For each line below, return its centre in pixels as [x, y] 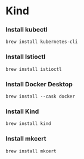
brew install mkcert [31, 151]
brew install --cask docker [41, 96]
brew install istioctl [34, 69]
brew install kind [28, 124]
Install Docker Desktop [39, 84]
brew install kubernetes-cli [42, 42]
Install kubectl [27, 30]
